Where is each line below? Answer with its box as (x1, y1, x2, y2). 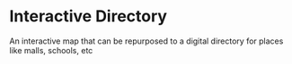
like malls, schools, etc (9, 44, 93, 55)
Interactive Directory (9, 6, 168, 27)
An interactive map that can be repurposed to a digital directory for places (9, 36, 284, 46)
